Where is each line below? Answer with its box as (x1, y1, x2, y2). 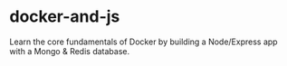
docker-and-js (9, 6, 120, 27)
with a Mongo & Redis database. (9, 45, 129, 56)
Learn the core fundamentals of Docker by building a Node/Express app (9, 36, 278, 47)
